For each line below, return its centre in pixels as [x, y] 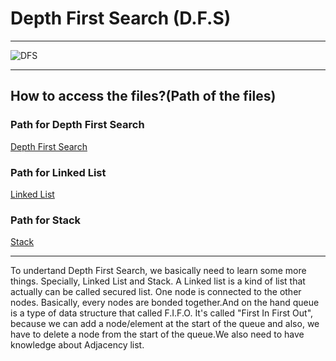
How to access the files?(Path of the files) [143, 96]
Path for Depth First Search [77, 125]
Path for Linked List [58, 172]
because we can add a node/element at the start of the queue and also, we [165, 324]
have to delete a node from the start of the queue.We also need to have [157, 334]
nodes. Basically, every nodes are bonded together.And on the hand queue [165, 303]
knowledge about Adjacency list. [77, 345]
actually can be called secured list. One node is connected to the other [156, 292]
